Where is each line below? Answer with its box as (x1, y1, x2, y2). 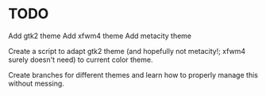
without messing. (8, 79, 65, 88)
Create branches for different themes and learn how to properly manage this (8, 70, 258, 79)
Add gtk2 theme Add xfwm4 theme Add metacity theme (8, 31, 192, 40)
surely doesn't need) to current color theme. (8, 55, 153, 64)
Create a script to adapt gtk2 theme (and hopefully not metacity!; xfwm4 (8, 46, 246, 56)
